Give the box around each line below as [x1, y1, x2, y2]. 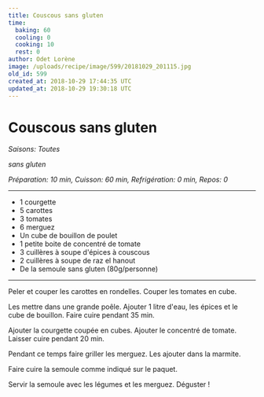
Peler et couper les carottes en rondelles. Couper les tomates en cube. [8, 287, 237, 296]
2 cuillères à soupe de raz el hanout [19, 256, 136, 266]
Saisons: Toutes [8, 145, 60, 154]
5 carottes [19, 206, 53, 215]
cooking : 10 [15, 41, 55, 49]
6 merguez [19, 222, 55, 232]
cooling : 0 [15, 33, 51, 42]
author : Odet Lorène [8, 56, 76, 64]
